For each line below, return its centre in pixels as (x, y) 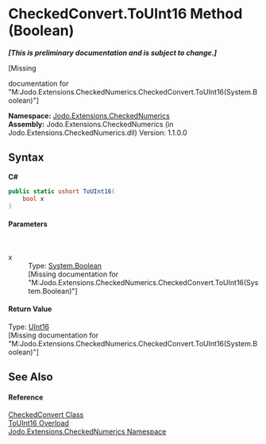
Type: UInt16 (29, 326)
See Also (31, 377)
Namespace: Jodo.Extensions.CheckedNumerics (89, 115)
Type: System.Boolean (65, 265)
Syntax (26, 158)
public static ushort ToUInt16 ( (62, 191)
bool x (33, 199)
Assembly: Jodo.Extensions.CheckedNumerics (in (91, 124)
